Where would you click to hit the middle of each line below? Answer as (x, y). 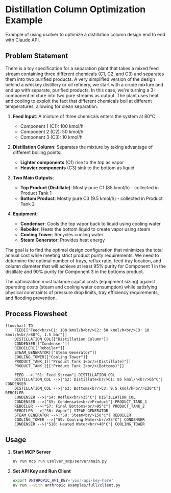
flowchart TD (19, 326)
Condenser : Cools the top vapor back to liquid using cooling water (90, 223)
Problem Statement (37, 56)
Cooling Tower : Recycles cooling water (62, 234)
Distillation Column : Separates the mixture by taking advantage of (83, 147)
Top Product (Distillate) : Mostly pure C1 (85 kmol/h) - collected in (90, 187)
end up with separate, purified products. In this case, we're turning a (77, 90)
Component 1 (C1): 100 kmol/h (52, 126)
